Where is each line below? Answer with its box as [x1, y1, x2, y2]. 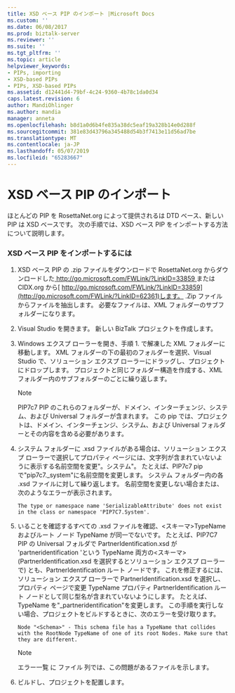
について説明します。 [7, 229, 69, 237]
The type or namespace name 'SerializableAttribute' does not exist [17, 502, 222, 510]
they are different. [17, 636, 78, 644]
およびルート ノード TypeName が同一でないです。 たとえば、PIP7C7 [17, 530, 218, 539]
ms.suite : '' [7, 43, 46, 50]
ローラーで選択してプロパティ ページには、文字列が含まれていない [25, 453, 217, 462]
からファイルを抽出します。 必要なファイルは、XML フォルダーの [17, 300, 206, 310]
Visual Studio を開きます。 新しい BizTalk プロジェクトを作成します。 [17, 324, 217, 333]
